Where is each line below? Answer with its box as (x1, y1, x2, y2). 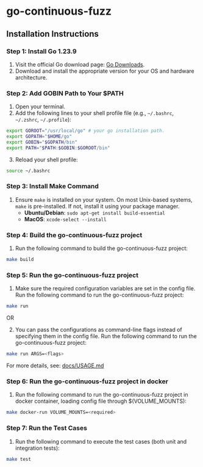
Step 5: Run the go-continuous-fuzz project (6, 271, 139, 279)
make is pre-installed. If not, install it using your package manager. (15, 202, 180, 210)
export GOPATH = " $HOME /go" (6, 133, 72, 140)
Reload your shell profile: (15, 156, 78, 163)
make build (6, 257, 34, 263)
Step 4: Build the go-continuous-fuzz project (6, 230, 143, 239)
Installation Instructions (6, 29, 99, 39)
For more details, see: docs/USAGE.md (6, 362, 104, 369)
